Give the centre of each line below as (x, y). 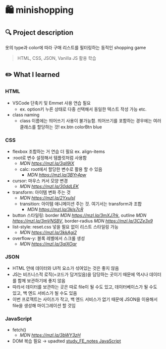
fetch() (19, 330)
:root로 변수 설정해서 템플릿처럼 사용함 (50, 157)
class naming (26, 115)
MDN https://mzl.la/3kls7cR (55, 209)
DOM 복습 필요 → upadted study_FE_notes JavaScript (67, 341)
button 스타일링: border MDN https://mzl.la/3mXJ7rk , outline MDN (79, 215)
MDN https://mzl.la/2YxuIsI (47, 198)
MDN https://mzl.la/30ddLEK (49, 186)
